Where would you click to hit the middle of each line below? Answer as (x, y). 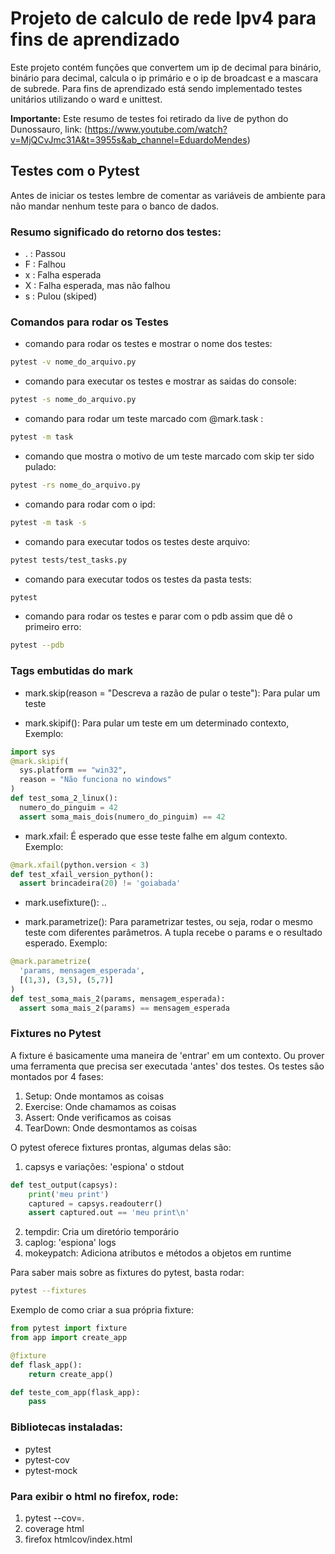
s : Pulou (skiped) (61, 296)
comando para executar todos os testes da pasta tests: (138, 579)
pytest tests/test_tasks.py (69, 560)
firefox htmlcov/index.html (78, 1539)
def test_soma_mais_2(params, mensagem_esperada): (118, 998)
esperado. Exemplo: (66, 943)
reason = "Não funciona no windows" (95, 780)
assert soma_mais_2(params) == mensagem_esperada (124, 1008)
